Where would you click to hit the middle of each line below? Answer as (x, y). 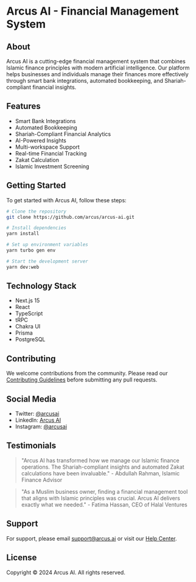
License (22, 558)
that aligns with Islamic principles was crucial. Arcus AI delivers (101, 498)
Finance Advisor (42, 480)
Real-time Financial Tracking (51, 153)
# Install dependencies (37, 228)
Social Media (31, 399)
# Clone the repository (37, 211)
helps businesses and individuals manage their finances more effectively (97, 74)
